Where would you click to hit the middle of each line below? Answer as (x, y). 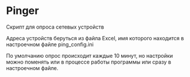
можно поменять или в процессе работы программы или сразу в (89, 62)
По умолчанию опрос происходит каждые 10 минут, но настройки (90, 55)
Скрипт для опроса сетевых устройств (55, 27)
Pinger (23, 11)
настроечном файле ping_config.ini (50, 44)
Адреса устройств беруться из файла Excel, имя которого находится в (95, 38)
